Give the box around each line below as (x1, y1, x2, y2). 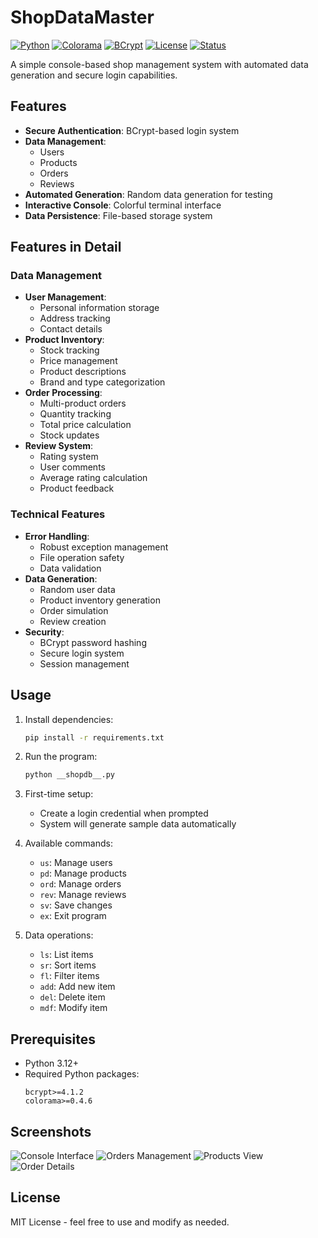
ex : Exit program (39, 910, 107, 922)
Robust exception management (39, 541, 169, 553)
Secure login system (39, 647, 125, 659)
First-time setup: (24, 788, 94, 800)
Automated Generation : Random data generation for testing (24, 188, 273, 200)
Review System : (24, 440, 94, 452)
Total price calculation (39, 419, 132, 431)
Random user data (39, 583, 116, 595)
